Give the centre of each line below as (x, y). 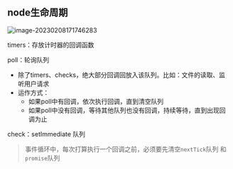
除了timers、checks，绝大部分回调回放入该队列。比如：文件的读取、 (118, 75)
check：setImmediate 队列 (47, 134)
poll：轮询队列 (28, 59)
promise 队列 (42, 158)
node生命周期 (38, 13)
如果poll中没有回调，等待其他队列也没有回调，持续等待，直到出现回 (127, 110)
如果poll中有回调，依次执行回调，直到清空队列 (96, 101)
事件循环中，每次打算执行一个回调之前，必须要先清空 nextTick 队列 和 (126, 149)
